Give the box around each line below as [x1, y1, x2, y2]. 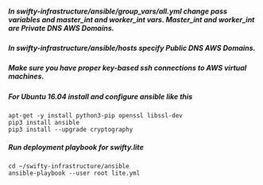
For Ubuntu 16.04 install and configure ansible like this [8, 91, 193, 101]
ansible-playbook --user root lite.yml [8, 169, 141, 178]
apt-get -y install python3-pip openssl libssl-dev [8, 112, 183, 120]
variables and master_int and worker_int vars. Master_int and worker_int [8, 14, 255, 24]
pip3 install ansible [8, 119, 80, 127]
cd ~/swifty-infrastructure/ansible [8, 163, 130, 171]
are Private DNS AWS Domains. [8, 23, 114, 33]
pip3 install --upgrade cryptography [8, 125, 133, 134]
